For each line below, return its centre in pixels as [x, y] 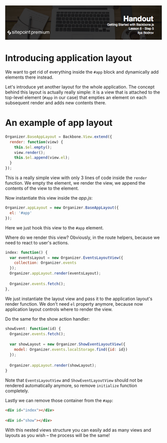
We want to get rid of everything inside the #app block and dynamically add [82, 72]
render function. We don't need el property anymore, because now [74, 304]
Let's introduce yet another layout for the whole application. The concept [80, 87]
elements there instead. [29, 77]
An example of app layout [59, 123]
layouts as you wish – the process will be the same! [58, 436]
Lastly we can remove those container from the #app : [59, 400]
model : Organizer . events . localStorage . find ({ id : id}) [71, 350]
